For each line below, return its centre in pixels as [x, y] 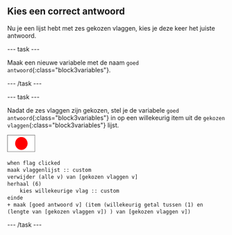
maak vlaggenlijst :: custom [49, 170]
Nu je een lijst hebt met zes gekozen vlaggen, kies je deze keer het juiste [111, 28]
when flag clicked [34, 163]
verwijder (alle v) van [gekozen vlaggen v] [73, 177]
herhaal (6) [24, 184]
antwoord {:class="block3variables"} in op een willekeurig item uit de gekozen [116, 117]
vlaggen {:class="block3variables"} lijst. [63, 125]
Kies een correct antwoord [66, 11]
